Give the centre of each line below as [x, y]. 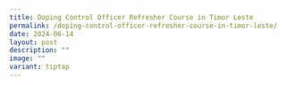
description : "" [39, 50]
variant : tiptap [39, 67]
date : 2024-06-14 [42, 34]
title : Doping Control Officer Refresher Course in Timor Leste [131, 17]
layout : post [34, 42]
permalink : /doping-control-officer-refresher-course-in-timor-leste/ [143, 26]
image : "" [28, 58]
